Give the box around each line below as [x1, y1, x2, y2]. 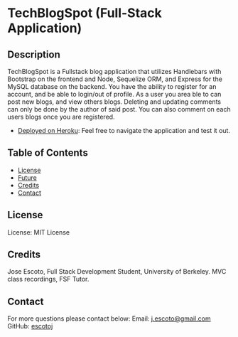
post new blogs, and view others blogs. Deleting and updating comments [7, 97, 222, 106]
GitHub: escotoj [7, 322, 53, 331]
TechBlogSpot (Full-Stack [7, 5, 162, 21]
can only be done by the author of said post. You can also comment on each [7, 105, 231, 113]
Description [7, 48, 60, 60]
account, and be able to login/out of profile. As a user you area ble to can [7, 90, 222, 98]
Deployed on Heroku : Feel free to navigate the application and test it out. [17, 127, 231, 134]
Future [17, 173, 37, 182]
